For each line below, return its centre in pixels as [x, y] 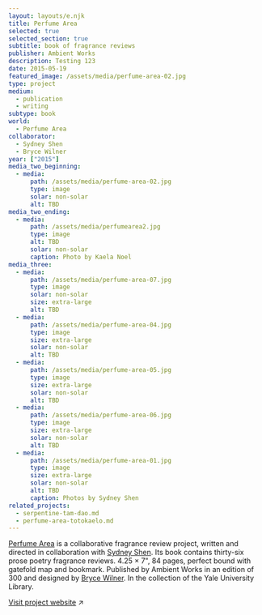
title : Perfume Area [43, 23]
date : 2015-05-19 [38, 69]
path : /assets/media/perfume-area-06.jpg [101, 415]
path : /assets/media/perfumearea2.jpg [95, 227]
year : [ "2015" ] [34, 159]
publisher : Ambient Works [52, 53]
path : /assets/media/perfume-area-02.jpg [101, 182]
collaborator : [32, 136]
